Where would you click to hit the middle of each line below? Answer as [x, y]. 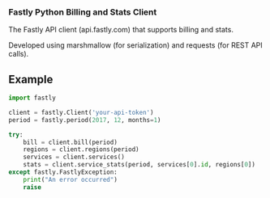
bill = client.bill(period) [70, 142]
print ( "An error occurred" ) [70, 179]
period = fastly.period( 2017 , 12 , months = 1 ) [85, 120]
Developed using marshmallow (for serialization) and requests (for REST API [136, 45]
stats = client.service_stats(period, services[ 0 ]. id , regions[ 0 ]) [139, 165]
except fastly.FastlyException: [63, 172]
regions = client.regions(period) [81, 150]
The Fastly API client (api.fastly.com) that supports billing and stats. [121, 30]
